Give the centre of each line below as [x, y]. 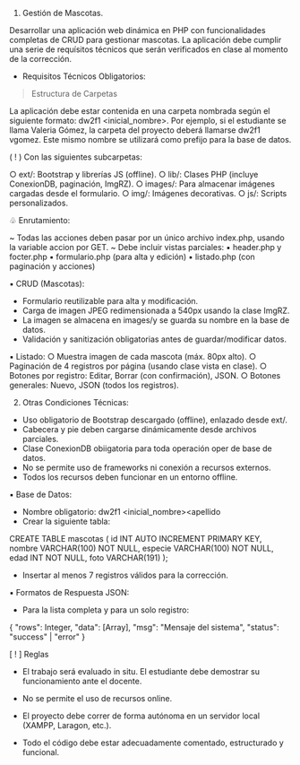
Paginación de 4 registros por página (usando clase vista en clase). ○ [138, 366]
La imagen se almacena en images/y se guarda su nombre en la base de [156, 320]
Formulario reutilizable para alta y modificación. [110, 301]
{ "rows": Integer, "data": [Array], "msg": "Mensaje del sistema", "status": [144, 627]
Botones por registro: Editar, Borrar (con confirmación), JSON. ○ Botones [145, 375]
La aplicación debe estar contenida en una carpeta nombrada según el [140, 111]
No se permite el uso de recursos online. [97, 698]
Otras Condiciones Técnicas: [76, 402]
